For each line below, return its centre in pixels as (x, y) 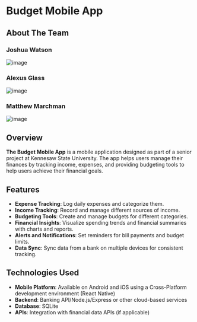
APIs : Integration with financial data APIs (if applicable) (82, 312)
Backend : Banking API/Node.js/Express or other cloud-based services (101, 299)
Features (23, 189)
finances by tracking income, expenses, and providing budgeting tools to (96, 165)
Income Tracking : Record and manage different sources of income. (97, 210)
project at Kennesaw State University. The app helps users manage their (94, 158)
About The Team (38, 33)
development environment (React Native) (65, 293)
